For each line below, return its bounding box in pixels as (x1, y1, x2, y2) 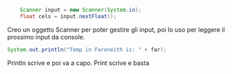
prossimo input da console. (7, 33, 86, 41)
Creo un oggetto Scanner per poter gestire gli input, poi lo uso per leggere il (7, 25, 225, 34)
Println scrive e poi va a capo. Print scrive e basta (7, 59, 150, 67)
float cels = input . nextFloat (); (20, 12, 117, 20)
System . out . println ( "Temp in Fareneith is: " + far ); (7, 46, 167, 53)
